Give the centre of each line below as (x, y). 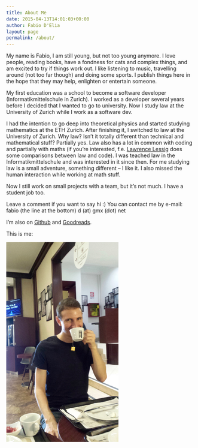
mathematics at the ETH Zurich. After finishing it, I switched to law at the (95, 130)
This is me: (20, 234)
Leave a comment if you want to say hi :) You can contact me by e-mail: (95, 205)
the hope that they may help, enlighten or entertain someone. (82, 82)
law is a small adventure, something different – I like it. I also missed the (94, 169)
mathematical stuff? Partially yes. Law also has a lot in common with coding (99, 143)
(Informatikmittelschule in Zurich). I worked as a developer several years (95, 100)
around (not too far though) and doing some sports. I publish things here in (98, 75)
